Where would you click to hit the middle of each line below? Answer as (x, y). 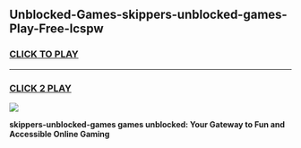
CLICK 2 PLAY (40, 88)
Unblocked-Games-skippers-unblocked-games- (149, 15)
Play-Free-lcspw (57, 29)
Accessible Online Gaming (60, 134)
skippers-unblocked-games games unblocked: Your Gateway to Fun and (147, 124)
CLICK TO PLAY (44, 55)
